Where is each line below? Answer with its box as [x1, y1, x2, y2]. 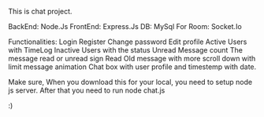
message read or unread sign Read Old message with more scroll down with [8, 54, 256, 63]
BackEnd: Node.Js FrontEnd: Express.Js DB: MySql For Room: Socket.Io [8, 22, 242, 31]
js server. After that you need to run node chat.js [8, 86, 165, 95]
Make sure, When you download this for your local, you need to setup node [8, 78, 253, 86]
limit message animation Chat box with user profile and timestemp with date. [8, 62, 257, 71]
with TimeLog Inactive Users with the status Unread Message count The [8, 46, 243, 54]
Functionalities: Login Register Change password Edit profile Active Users [8, 37, 247, 46]
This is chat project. [8, 7, 73, 16]
